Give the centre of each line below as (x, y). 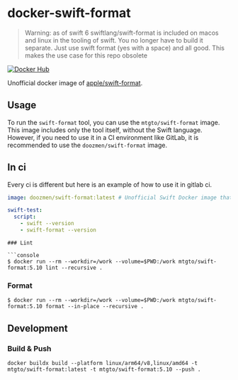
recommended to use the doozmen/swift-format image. (87, 145)
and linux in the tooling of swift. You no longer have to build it (114, 40)
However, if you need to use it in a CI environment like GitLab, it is (103, 137)
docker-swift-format (69, 13)
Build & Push (29, 348)
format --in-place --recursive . (94, 307)
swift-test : (25, 210)
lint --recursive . (74, 268)
